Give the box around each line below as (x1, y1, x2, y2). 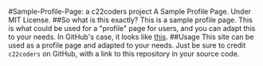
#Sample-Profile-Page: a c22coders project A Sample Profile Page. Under (8, 7, 252, 16)
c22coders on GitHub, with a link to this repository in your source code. (8, 49, 240, 58)
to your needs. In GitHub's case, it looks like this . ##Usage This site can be (8, 32, 254, 41)
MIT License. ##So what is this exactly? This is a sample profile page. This (8, 15, 253, 25)
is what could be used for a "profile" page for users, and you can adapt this (8, 24, 256, 33)
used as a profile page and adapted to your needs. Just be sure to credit (8, 41, 246, 50)
